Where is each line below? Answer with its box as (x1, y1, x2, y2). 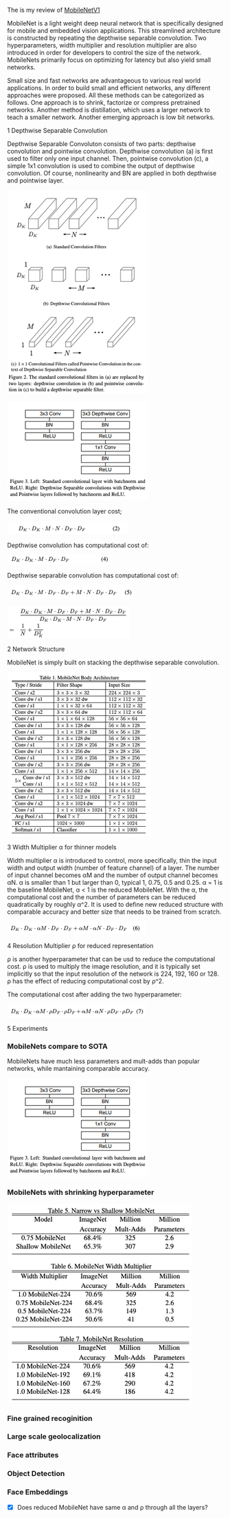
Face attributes (7, 1450, 59, 1460)
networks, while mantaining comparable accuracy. (7, 1065, 150, 1073)
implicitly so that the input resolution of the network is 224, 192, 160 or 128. (7, 970, 220, 978)
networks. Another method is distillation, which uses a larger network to (7, 106, 211, 114)
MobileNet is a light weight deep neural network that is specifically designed (7, 19, 223, 27)
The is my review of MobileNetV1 (7, 6, 101, 14)
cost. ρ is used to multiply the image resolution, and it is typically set (7, 963, 200, 970)
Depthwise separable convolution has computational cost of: (7, 571, 179, 579)
